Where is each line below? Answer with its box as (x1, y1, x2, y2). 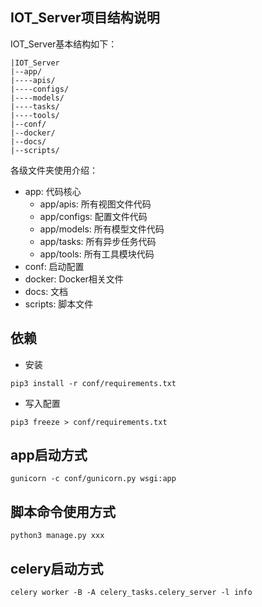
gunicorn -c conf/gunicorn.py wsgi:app (10, 474, 177, 484)
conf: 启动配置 (24, 260, 85, 272)
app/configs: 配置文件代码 (39, 210, 148, 222)
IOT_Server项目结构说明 (10, 9, 160, 27)
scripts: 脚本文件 (24, 298, 94, 310)
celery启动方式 (10, 560, 104, 577)
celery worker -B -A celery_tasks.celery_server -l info (10, 588, 253, 598)
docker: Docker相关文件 (24, 273, 124, 285)
